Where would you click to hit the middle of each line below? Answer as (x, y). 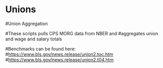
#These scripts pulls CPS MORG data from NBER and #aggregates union (82, 33)
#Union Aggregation (27, 24)
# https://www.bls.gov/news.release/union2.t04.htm (60, 59)
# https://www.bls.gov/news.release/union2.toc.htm (59, 54)
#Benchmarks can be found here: (41, 49)
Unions (21, 9)
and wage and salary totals (34, 39)
